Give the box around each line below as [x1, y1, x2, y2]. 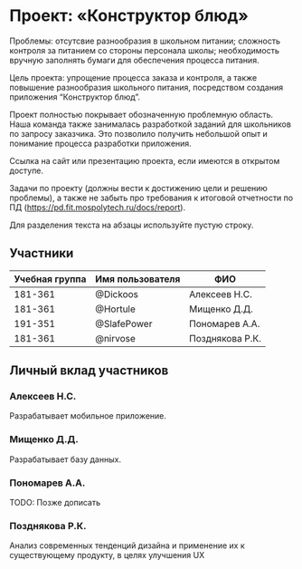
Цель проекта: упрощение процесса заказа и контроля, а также [9, 72, 258, 82]
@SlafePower [94, 317, 153, 330]
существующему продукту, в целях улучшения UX [9, 550, 205, 561]
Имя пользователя [94, 273, 181, 285]
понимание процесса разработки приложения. [9, 138, 192, 149]
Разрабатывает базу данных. [9, 454, 122, 465]
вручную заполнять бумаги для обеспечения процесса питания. [9, 54, 260, 65]
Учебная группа [14, 273, 87, 285]
